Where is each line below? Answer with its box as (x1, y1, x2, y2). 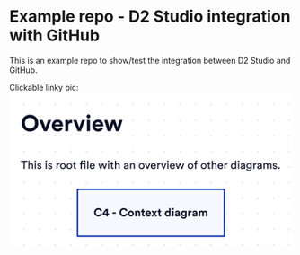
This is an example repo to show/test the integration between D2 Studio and (9, 55, 291, 66)
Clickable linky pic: (9, 82, 79, 92)
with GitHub (9, 25, 101, 46)
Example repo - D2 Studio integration (9, 6, 291, 27)
